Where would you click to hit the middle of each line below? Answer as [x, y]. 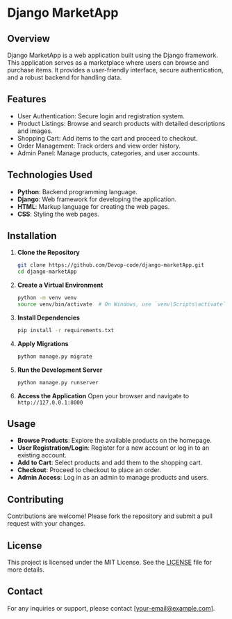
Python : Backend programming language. [77, 191]
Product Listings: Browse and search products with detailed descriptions [121, 123]
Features [27, 99]
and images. [35, 131]
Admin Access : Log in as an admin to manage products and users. [113, 478]
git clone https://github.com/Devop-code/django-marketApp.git [111, 265]
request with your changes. [46, 524]
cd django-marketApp [47, 272]
